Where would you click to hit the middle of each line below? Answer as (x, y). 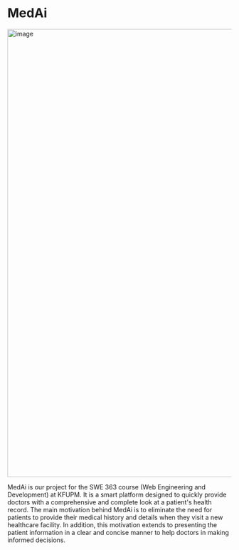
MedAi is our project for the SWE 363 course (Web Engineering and (107, 487)
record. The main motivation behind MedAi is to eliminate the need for (110, 509)
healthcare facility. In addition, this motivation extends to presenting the (112, 524)
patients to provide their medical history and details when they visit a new (115, 517)
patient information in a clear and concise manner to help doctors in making (118, 532)
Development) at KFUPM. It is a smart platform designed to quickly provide (117, 494)
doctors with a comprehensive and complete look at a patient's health (110, 502)
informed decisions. (37, 540)
